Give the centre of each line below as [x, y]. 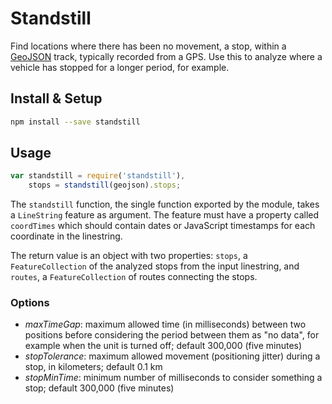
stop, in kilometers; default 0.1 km [93, 367]
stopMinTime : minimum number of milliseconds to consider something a [173, 378]
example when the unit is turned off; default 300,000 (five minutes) [163, 346]
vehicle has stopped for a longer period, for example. [120, 67]
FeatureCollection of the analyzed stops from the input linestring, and [155, 266]
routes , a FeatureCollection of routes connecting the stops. [134, 277]
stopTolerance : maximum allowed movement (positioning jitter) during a [172, 356]
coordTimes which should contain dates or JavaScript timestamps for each [163, 226]
